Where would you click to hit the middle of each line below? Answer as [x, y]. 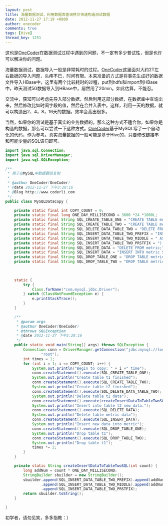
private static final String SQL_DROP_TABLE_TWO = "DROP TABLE [81, 262]
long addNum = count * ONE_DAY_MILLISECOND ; [70, 470]
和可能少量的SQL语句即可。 [34, 141]
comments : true [21, 29]
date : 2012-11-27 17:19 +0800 [37, 19]
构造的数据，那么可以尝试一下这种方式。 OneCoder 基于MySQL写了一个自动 [82, 128]
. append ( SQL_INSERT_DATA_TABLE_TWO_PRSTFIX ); [89, 489]
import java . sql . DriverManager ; [39, 155]
